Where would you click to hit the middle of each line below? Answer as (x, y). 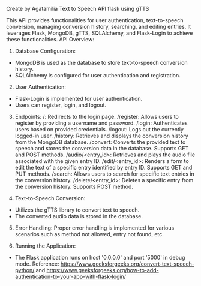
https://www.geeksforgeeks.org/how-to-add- (103, 270)
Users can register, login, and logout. (61, 105)
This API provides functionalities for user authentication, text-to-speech (95, 20)
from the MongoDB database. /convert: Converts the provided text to (100, 142)
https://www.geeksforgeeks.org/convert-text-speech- (127, 264)
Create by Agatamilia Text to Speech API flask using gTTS (78, 9)
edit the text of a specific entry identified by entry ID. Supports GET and (103, 168)
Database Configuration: (45, 51)
